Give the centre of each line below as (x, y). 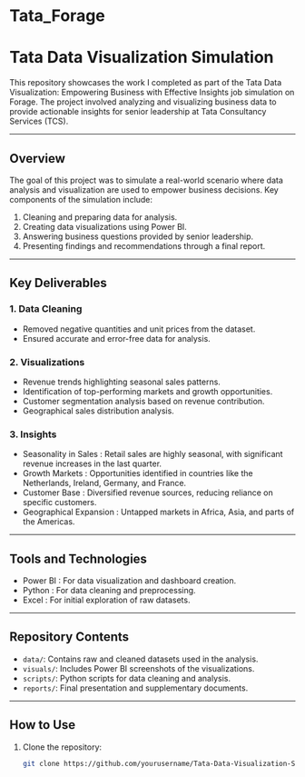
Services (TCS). (39, 121)
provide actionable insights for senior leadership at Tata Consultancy (138, 112)
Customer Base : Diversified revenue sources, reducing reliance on (148, 493)
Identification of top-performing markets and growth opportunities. (148, 391)
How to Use (43, 725)
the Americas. (49, 522)
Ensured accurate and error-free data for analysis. (116, 338)
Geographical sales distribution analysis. (98, 411)
